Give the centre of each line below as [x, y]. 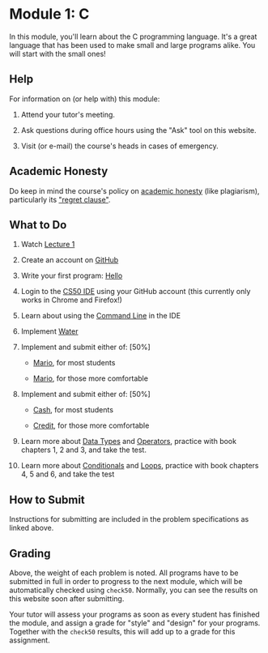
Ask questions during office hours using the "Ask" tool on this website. [139, 130]
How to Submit [47, 499]
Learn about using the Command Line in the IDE [101, 316]
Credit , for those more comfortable [91, 425]
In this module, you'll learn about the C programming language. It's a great [133, 36]
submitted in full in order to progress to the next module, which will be [126, 581]
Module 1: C [49, 14]
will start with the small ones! [57, 53]
